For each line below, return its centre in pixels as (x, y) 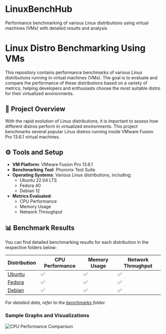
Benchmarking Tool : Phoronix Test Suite (54, 169)
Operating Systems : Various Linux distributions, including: (72, 175)
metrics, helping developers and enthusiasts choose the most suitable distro (83, 88)
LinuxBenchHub (39, 9)
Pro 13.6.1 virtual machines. (33, 137)
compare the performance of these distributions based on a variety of (76, 83)
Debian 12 (30, 191)
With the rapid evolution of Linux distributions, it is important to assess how (82, 121)
